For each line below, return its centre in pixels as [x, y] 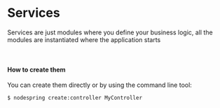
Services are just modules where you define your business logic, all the [110, 32]
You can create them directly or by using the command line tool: [100, 85]
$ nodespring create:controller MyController [75, 98]
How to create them [36, 69]
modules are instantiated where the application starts [84, 39]
